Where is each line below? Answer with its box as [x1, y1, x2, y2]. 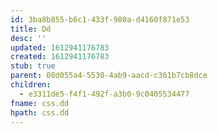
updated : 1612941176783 [10, 42, 110, 53]
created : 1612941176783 [10, 52, 110, 62]
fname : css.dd [10, 98, 70, 108]
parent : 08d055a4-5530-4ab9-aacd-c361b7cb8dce [10, 71, 208, 81]
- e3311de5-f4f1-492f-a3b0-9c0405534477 [19, 89, 190, 99]
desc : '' [10, 33, 47, 43]
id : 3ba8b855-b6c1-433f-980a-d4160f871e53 [10, 14, 190, 25]
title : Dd [10, 24, 52, 34]
